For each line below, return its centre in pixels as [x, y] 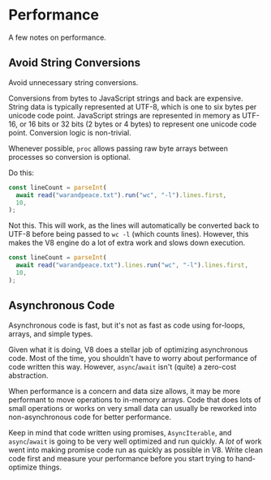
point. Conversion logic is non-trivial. [70, 132]
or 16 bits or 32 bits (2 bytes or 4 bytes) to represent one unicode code [138, 124]
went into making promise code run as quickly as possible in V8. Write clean [136, 450]
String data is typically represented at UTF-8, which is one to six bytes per [133, 106]
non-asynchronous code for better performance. [90, 417]
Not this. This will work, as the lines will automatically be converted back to [134, 225]
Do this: [22, 173]
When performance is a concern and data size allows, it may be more [125, 391]
